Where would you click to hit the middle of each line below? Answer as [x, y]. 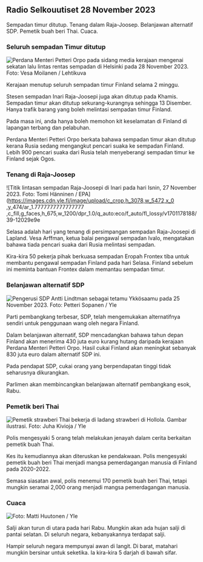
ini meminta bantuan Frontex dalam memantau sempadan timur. [86, 269]
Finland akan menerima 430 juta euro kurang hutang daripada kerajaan [95, 341]
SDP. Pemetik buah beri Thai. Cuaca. [52, 31]
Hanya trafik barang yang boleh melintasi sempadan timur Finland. [89, 109]
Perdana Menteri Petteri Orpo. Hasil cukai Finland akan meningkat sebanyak [101, 348]
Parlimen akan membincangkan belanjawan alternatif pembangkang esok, [99, 384]
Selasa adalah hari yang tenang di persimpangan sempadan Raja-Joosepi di [101, 232]
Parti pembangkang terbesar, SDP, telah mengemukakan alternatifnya [93, 317]
